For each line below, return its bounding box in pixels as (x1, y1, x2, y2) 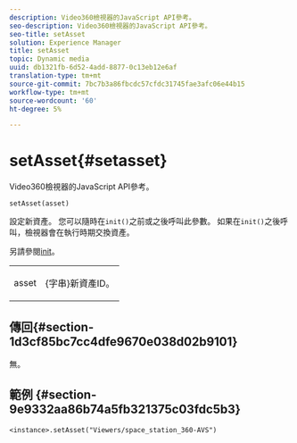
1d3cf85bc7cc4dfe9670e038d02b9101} (9, 334, 238, 349)
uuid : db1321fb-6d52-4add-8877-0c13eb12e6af (9, 63, 177, 72)
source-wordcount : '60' (9, 96, 98, 105)
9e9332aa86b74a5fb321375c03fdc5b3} (9, 402, 241, 417)
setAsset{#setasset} (9, 151, 168, 171)
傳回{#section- (9, 319, 95, 335)
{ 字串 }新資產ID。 (45, 278, 115, 290)
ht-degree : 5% (9, 104, 62, 113)
